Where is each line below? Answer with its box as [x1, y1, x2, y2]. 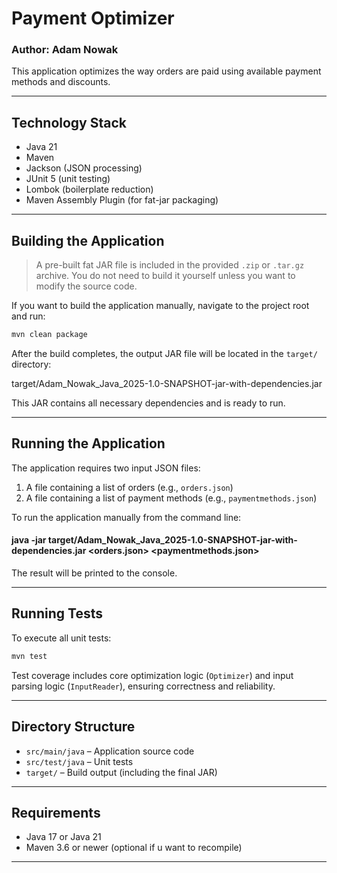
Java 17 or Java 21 [25, 831, 102, 843]
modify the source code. [35, 280, 138, 292]
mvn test [11, 651, 48, 661]
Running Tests [11, 605, 103, 622]
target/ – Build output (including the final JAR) [25, 766, 218, 778]
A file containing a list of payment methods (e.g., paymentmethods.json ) [25, 492, 318, 504]
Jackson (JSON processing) [25, 162, 143, 174]
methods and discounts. [11, 76, 111, 88]
